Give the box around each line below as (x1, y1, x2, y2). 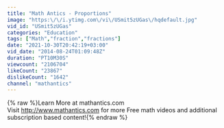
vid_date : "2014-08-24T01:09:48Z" (7, 49, 106, 55)
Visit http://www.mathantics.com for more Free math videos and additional (7, 106, 217, 114)
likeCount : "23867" (7, 67, 63, 74)
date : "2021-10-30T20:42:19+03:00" (7, 42, 109, 49)
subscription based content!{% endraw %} (7, 114, 128, 122)
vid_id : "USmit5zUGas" (7, 23, 72, 29)
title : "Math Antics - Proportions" (7, 10, 112, 17)
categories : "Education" (7, 29, 78, 36)
